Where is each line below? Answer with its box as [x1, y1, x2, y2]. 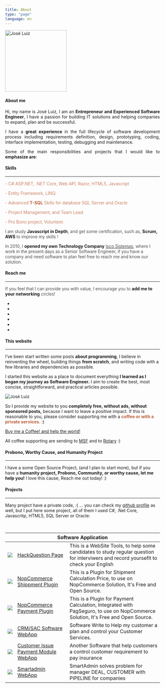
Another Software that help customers [69, 642, 158, 649]
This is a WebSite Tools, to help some [69, 542, 156, 549]
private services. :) [5, 419, 45, 425]
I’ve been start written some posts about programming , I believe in [5, 353, 141, 360]
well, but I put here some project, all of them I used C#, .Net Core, [5, 507, 138, 513]
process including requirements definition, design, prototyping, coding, [5, 134, 160, 139]
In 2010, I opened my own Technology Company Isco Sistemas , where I [5, 243, 151, 249]
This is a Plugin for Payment [69, 595, 134, 602]
